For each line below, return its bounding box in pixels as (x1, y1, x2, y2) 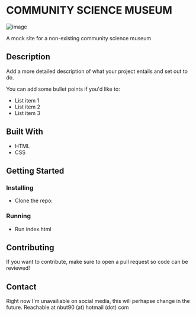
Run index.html (14, 225, 52, 232)
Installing (6, 183, 34, 191)
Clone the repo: (14, 197, 53, 205)
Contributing (6, 242, 54, 253)
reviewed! (6, 264, 31, 272)
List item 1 (14, 97, 40, 104)
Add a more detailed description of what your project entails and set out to (6, 68, 188, 75)
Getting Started (6, 165, 65, 175)
